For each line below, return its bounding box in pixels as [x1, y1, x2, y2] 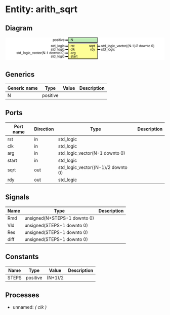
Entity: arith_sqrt [5, 4, 77, 15]
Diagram [5, 24, 33, 32]
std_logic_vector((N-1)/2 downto [58, 164, 127, 170]
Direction [34, 126, 54, 132]
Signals [5, 193, 29, 201]
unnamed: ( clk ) [12, 304, 47, 310]
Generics [5, 70, 35, 79]
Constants [5, 252, 39, 261]
